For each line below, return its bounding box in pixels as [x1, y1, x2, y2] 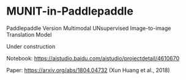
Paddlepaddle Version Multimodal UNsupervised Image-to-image [6, 24, 171, 32]
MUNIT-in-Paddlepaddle [6, 4, 133, 18]
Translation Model [6, 31, 52, 38]
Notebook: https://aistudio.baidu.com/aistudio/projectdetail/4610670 [6, 54, 179, 62]
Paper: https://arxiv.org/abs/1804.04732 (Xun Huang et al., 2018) [6, 66, 170, 74]
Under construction [6, 43, 56, 50]
